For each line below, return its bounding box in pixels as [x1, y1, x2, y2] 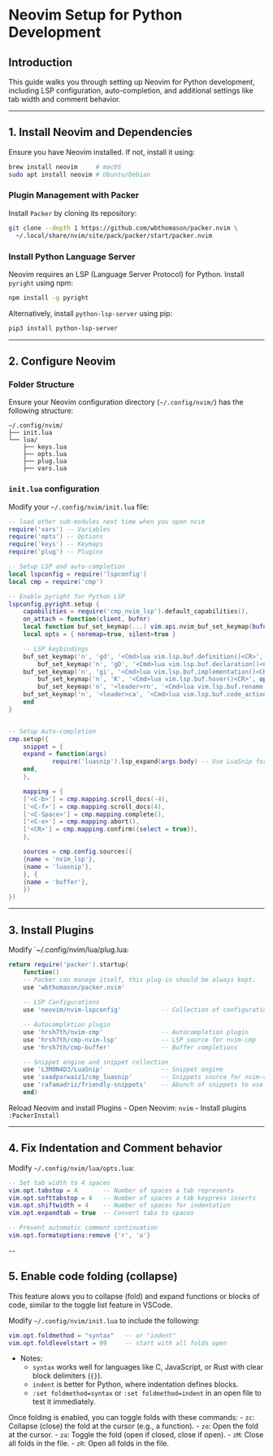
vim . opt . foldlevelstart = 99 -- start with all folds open [8, 1339, 227, 1347]
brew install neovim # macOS [8, 163, 122, 171]
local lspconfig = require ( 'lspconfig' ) [8, 570, 148, 578]
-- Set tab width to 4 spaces [8, 1178, 111, 1186]
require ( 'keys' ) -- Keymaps [8, 540, 104, 549]
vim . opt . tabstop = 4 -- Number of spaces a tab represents [8, 1186, 234, 1195]
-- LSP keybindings [23, 645, 89, 653]
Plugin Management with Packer [8, 190, 140, 201]
